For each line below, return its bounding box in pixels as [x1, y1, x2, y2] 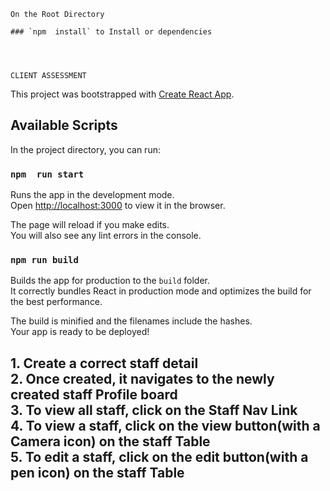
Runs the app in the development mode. [10, 189, 175, 201]
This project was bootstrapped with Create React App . [10, 88, 235, 100]
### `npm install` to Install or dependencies [10, 27, 213, 37]
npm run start [10, 168, 85, 180]
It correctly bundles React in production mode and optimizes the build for [10, 285, 312, 297]
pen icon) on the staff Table [10, 464, 185, 481]
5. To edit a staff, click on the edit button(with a [10, 448, 309, 465]
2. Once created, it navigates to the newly [10, 370, 275, 387]
